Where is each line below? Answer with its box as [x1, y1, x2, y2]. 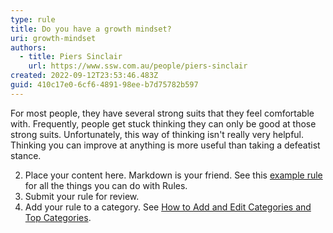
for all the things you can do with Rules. [24, 179, 188, 191]
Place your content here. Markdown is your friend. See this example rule [24, 169, 323, 181]
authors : [10, 42, 47, 53]
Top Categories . [24, 211, 92, 223]
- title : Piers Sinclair [19, 52, 123, 62]
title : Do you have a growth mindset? [10, 24, 172, 34]
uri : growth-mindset [10, 33, 97, 43]
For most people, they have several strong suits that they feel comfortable [10, 107, 315, 119]
